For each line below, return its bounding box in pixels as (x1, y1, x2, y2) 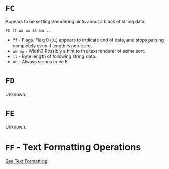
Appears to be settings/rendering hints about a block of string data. (5, 18, 146, 24)
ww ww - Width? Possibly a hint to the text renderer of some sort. (12, 48, 145, 54)
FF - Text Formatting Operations (5, 142, 141, 153)
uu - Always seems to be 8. (12, 58, 69, 64)
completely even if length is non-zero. (12, 42, 92, 49)
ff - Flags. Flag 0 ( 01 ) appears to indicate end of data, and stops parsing (12, 37, 164, 43)
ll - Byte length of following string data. (12, 53, 97, 59)
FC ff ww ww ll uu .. (5, 28, 51, 33)
